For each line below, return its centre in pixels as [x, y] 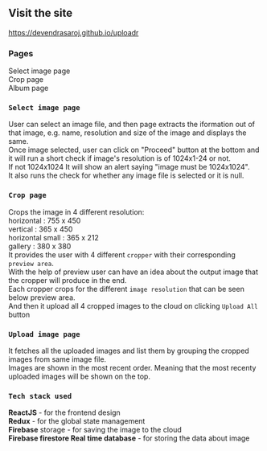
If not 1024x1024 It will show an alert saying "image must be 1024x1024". [129, 167]
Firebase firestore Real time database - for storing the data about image [129, 438]
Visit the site [41, 13]
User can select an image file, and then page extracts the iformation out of [132, 125]
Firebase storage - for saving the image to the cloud [95, 430]
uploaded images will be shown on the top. [80, 376]
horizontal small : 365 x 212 [53, 237]
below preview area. [42, 297]
